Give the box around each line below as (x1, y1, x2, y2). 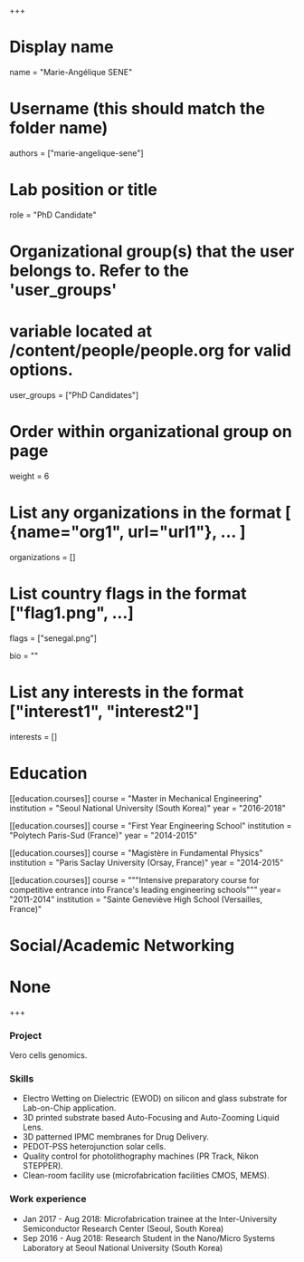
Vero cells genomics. (9, 1050, 88, 1061)
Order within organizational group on (9, 422, 292, 442)
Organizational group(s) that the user (9, 241, 295, 261)
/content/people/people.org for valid (9, 341, 291, 361)
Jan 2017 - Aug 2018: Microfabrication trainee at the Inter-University (22, 1213, 278, 1224)
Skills (9, 1072, 34, 1084)
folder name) (9, 118, 109, 139)
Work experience (9, 1193, 87, 1206)
